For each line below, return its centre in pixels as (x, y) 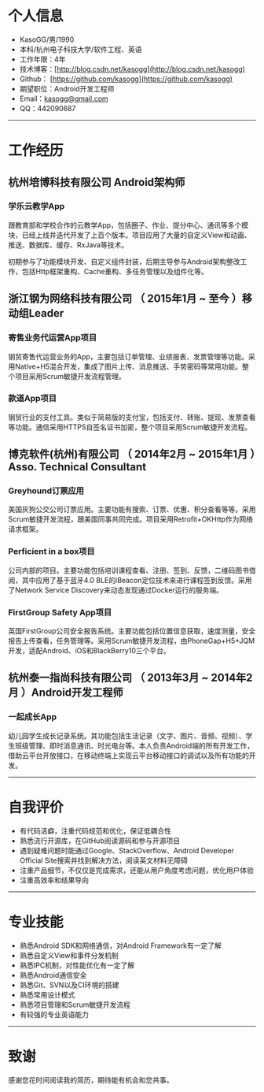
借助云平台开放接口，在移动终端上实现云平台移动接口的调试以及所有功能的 (128, 755)
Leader (46, 313)
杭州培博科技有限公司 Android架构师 (97, 182)
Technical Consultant (93, 467)
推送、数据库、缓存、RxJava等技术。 (68, 244)
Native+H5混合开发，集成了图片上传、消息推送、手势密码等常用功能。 (128, 366)
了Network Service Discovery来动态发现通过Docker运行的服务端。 (116, 590)
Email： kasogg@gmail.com (64, 98)
